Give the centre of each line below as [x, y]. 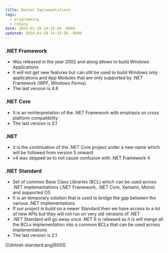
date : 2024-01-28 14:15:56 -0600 [40, 29]
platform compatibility [35, 118]
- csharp [19, 24]
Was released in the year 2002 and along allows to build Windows [81, 62]
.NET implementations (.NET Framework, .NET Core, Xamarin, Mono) [83, 187]
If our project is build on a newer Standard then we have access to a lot [86, 209]
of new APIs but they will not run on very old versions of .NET [76, 214]
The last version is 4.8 [35, 89]
